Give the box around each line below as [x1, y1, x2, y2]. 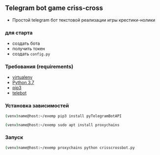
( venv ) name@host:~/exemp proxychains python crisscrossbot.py [5, 145, 135, 150]
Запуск [5, 134, 24, 141]
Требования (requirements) [5, 63, 74, 70]
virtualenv [12, 74, 33, 80]
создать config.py [12, 51, 51, 57]
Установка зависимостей [5, 102, 69, 109]
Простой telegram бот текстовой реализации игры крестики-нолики [12, 17, 156, 23]
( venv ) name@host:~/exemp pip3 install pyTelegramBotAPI [5, 113, 122, 119]
